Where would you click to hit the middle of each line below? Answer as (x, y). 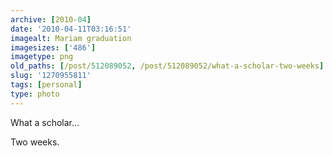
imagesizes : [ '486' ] (53, 47)
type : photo (35, 94)
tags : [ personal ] (46, 85)
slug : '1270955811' (51, 76)
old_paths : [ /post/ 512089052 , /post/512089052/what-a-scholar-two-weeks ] (167, 66)
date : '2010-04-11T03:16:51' (71, 29)
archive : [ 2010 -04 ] (51, 19)
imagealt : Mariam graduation (71, 38)
